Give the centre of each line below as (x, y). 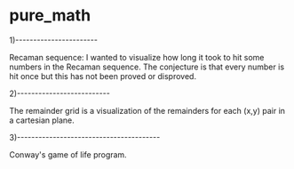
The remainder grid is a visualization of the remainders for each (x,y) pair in (147, 110)
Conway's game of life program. (68, 154)
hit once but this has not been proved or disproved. (103, 76)
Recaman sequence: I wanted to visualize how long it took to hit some (137, 57)
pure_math (50, 16)
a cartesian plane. (42, 120)
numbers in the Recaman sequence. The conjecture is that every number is (147, 67)
